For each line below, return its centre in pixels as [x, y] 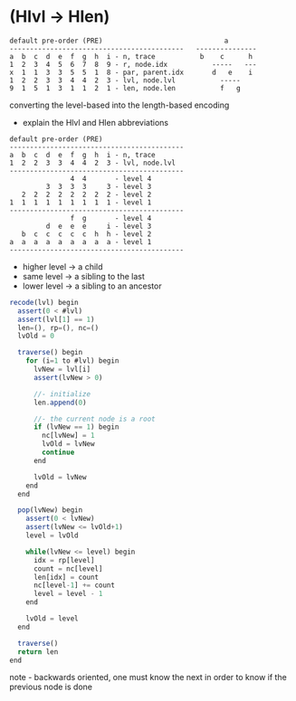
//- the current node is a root [94, 419]
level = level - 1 [68, 594]
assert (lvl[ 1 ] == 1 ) [56, 319]
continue [58, 453]
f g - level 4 [111, 218]
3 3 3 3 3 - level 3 [99, 186]
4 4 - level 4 [111, 178]
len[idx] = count [66, 577]
